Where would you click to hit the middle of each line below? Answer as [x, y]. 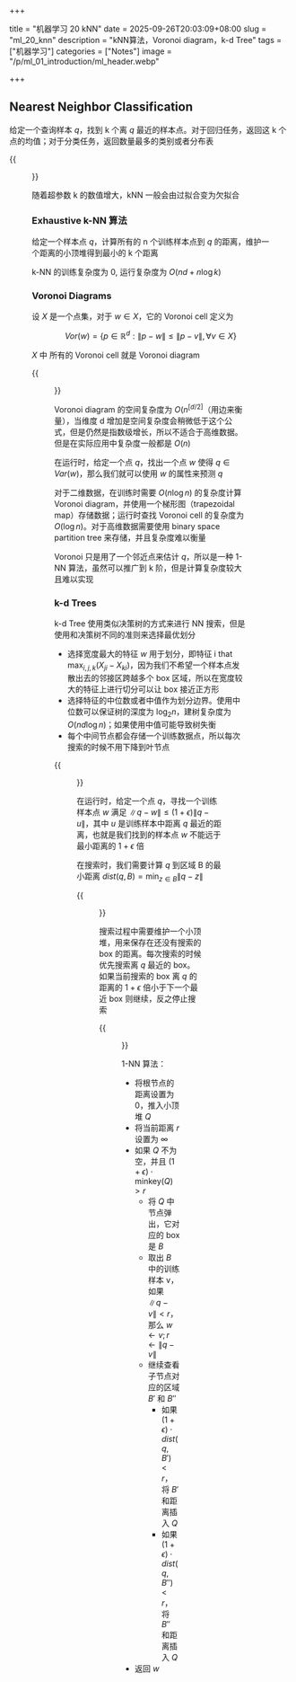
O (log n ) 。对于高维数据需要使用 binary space [137, 526]
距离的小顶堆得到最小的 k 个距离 [99, 253]
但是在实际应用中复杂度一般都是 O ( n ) [122, 443]
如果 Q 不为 [156, 1150]
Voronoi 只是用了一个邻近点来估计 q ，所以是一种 [144, 556]
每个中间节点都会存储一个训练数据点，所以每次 [153, 735]
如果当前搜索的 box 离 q [143, 977]
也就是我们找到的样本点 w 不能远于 [157, 834]
